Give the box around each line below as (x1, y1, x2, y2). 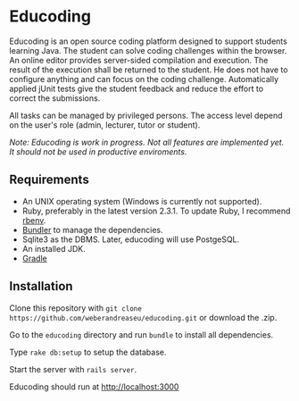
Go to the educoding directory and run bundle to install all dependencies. (9, 329, 274, 340)
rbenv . (21, 214, 46, 225)
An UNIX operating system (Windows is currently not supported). (21, 196, 262, 206)
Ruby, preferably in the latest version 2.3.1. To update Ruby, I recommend (21, 205, 291, 216)
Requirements (9, 172, 89, 188)
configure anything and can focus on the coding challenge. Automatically (9, 73, 279, 84)
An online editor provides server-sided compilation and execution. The (9, 54, 269, 65)
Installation (9, 279, 73, 294)
